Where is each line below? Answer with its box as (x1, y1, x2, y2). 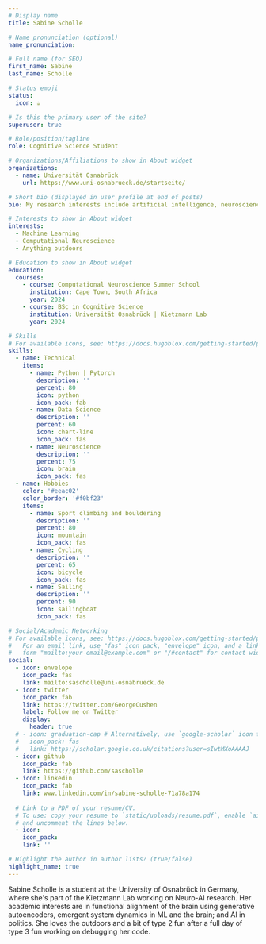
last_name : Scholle (8, 70, 73, 78)
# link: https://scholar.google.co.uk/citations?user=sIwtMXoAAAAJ (15, 745, 249, 753)
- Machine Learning (15, 229, 80, 238)
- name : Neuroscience (28, 442, 101, 451)
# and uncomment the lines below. (15, 819, 129, 826)
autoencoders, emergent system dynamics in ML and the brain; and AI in (8, 910, 245, 919)
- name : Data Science (28, 406, 101, 414)
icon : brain (36, 465, 77, 473)
